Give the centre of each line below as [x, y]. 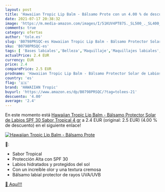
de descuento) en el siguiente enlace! [43, 125]
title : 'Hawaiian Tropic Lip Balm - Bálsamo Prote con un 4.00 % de [77, 14]
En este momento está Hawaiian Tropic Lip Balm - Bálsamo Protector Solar [81, 115]
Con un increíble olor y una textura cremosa [57, 169]
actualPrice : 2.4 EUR [27, 55]
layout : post [18, 10]
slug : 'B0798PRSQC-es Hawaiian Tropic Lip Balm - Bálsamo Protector [77, 42]
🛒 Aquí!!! [14, 184]
